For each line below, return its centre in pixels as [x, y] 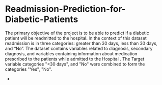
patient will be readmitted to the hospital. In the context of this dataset [76, 38]
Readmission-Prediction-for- [66, 9]
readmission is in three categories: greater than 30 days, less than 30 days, [81, 43]
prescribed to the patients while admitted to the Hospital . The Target [75, 59]
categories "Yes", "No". [29, 69]
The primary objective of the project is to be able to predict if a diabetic [77, 33]
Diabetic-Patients [42, 19]
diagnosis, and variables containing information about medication [71, 53]
